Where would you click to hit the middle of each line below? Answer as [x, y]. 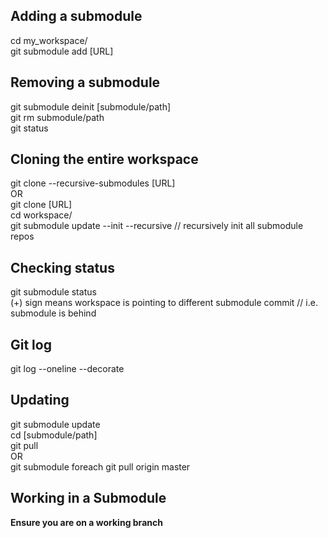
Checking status [62, 267]
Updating [40, 400]
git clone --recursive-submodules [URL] [93, 183]
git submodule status [53, 292]
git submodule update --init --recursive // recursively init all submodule [157, 226]
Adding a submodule [76, 16]
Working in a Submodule [88, 498]
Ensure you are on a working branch [86, 522]
